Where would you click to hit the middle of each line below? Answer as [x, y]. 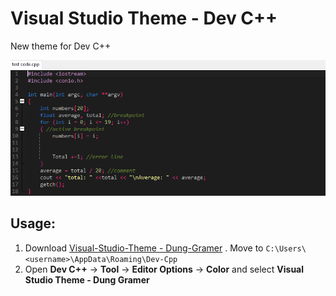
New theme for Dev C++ [61, 46]
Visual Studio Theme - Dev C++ [144, 18]
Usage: [33, 223]
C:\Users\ [286, 248]
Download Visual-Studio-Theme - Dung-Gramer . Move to [144, 248]
